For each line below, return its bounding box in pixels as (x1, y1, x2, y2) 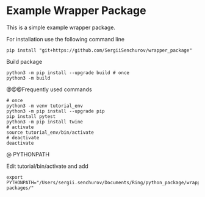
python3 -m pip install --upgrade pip (6, 108, 105, 114)
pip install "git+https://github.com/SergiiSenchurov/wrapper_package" (6, 47, 192, 54)
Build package (6, 58, 43, 65)
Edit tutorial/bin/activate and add (6, 162, 88, 170)
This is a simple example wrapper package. (6, 24, 116, 31)
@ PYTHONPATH (6, 150, 50, 158)
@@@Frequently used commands (6, 86, 93, 93)
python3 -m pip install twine (6, 119, 84, 125)
